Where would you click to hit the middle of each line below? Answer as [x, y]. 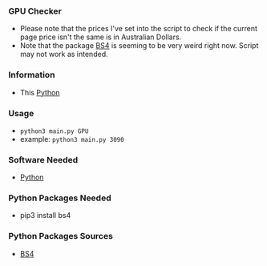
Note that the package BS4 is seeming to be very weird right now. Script [139, 46]
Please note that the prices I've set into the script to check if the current [139, 29]
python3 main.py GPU [54, 131]
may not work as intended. [64, 54]
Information [32, 75]
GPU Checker [35, 11]
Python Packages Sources [61, 236]
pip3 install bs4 [45, 216]
